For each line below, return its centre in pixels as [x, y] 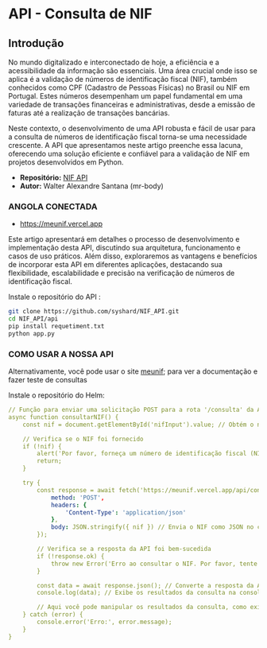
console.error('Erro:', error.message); [104, 622]
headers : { [69, 505]
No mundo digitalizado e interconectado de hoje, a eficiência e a [114, 62]
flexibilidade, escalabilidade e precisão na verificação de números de [122, 273]
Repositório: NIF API [54, 177]
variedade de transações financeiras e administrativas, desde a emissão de [132, 105]
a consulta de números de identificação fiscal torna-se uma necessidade [128, 137]
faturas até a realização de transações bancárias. [89, 113]
